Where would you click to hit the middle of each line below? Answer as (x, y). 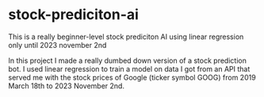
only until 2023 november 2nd (57, 45)
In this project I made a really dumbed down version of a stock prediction (128, 60)
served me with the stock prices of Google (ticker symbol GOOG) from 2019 (132, 77)
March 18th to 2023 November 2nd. (67, 86)
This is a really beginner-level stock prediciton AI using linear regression (126, 37)
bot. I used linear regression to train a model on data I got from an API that (129, 68)
